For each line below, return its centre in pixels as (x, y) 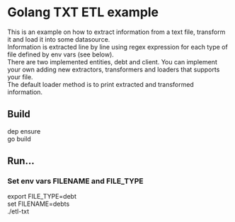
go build (19, 139)
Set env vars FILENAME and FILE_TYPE (75, 181)
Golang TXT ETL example (83, 12)
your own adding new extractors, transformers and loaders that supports (114, 69)
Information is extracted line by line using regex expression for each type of (117, 47)
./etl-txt (18, 211)
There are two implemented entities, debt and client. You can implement (112, 62)
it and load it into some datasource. (59, 39)
